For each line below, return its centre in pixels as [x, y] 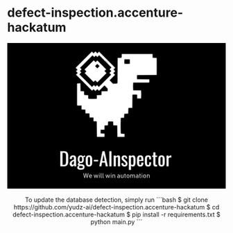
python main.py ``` [116, 222]
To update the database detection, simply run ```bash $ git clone [116, 200]
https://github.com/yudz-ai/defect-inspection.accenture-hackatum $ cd [116, 207]
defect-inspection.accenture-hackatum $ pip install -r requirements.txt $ [116, 214]
